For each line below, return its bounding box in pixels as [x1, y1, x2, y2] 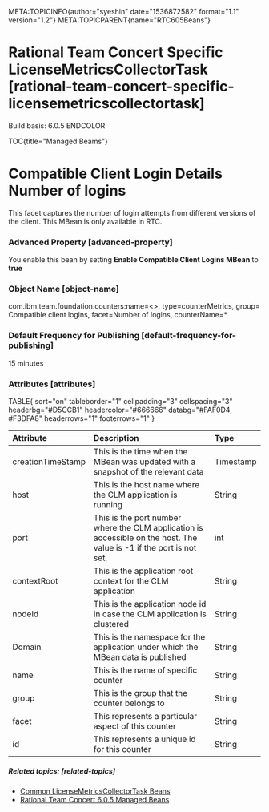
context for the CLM [93, 576, 170, 587]
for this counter [93, 744, 152, 755]
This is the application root [93, 565, 194, 576]
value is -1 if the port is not [93, 543, 197, 554]
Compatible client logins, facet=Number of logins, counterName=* [8, 310, 228, 320]
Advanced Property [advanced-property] [8, 236, 174, 248]
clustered [93, 619, 130, 630]
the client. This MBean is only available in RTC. [8, 216, 163, 226]
